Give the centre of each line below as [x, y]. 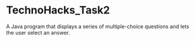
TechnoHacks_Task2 [58, 10]
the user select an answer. [38, 32]
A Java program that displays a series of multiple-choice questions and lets [98, 26]
